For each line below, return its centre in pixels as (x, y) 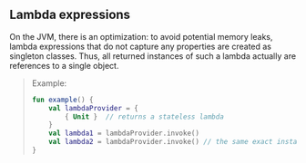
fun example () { (62, 100)
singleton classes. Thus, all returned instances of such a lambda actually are (153, 56)
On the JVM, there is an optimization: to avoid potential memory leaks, (141, 36)
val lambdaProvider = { (94, 108)
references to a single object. (64, 65)
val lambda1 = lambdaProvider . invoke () (124, 134)
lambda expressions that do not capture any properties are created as (140, 46)
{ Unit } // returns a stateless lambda (145, 117)
